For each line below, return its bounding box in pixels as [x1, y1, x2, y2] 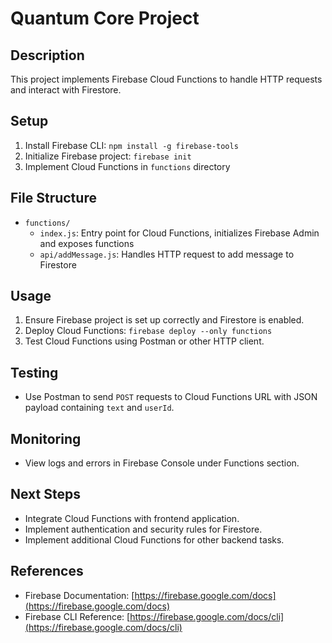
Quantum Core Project [10, 7, 200, 30]
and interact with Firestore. [10, 84, 122, 96]
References [10, 563, 84, 580]
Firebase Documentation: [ [24, 589, 135, 601]
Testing [10, 364, 59, 381]
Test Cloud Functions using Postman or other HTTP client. [24, 335, 265, 347]
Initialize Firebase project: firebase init [24, 150, 192, 162]
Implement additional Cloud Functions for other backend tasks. [24, 533, 285, 546]
